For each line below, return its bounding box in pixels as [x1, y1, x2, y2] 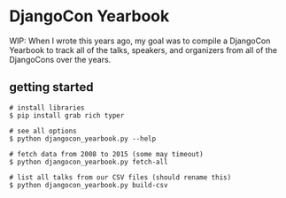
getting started [9, 80, 94, 95]
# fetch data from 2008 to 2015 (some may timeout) [9, 149, 204, 158]
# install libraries [9, 103, 86, 112]
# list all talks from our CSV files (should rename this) [9, 172, 232, 182]
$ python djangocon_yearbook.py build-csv [9, 180, 168, 189]
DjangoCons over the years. [9, 54, 112, 65]
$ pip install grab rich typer [9, 110, 125, 120]
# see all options [9, 126, 77, 135]
